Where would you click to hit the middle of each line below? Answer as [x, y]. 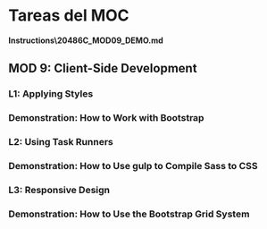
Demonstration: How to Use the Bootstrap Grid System [129, 214]
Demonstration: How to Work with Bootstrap [106, 118]
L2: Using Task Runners [61, 142]
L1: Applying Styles [51, 94]
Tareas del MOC [69, 16]
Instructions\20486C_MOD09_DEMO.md [86, 40]
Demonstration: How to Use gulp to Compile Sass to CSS [133, 166]
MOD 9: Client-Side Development [103, 68]
